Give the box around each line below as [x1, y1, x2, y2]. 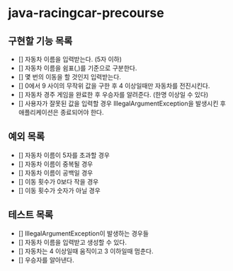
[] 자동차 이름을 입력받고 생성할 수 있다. [18, 238, 127, 246]
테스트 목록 [8, 209, 54, 221]
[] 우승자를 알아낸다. [18, 255, 74, 264]
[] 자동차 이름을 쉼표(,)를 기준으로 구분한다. [18, 64, 137, 72]
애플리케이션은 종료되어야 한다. [18, 108, 105, 116]
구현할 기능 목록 [8, 35, 73, 47]
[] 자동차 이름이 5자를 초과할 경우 [18, 151, 110, 159]
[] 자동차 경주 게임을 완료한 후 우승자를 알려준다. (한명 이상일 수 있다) [18, 91, 209, 98]
